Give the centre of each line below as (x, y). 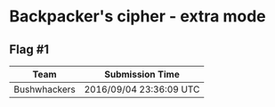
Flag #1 (29, 49)
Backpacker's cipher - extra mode (137, 16)
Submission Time (142, 74)
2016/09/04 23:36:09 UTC (142, 89)
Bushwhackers (44, 89)
